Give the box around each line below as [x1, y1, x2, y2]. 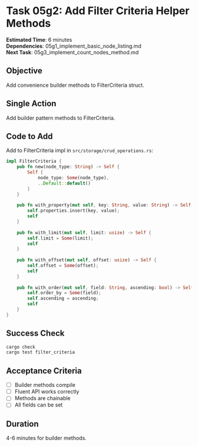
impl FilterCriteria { [6, 158, 62, 165]
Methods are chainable [14, 395, 71, 402]
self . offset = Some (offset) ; [27, 263, 99, 268]
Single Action [6, 99, 57, 109]
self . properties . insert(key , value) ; [27, 208, 120, 214]
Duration [6, 419, 39, 429]
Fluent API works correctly [14, 388, 80, 395]
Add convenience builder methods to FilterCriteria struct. [6, 81, 144, 88]
